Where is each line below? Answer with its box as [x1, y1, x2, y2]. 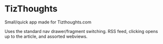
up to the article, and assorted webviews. [4, 33, 88, 39]
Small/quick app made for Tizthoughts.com [4, 19, 91, 25]
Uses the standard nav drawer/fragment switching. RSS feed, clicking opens [4, 28, 158, 34]
